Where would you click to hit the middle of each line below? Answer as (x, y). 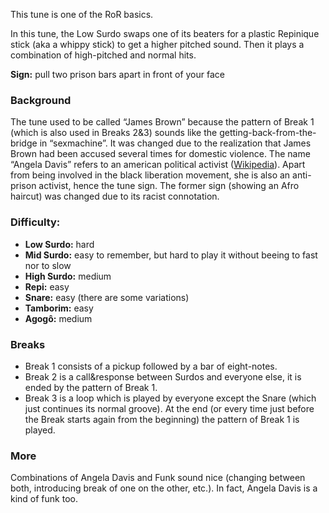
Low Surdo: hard (59, 244)
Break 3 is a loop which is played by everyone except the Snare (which (170, 398)
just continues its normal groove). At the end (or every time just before (169, 408)
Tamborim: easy (59, 308)
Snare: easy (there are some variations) (107, 297)
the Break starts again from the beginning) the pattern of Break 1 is (162, 419)
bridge (24, 143)
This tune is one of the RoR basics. (82, 14)
